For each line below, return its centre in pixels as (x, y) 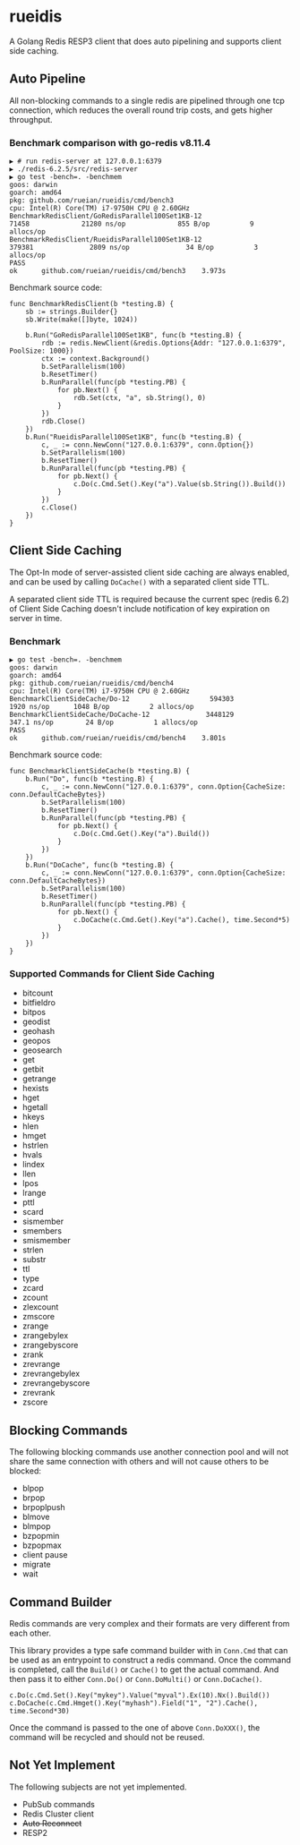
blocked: (26, 1471)
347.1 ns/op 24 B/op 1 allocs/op (104, 722)
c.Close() (60, 508)
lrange (34, 1193)
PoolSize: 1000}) (42, 351)
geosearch (42, 1050)
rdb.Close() (64, 422)
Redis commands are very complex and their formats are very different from (150, 1624)
